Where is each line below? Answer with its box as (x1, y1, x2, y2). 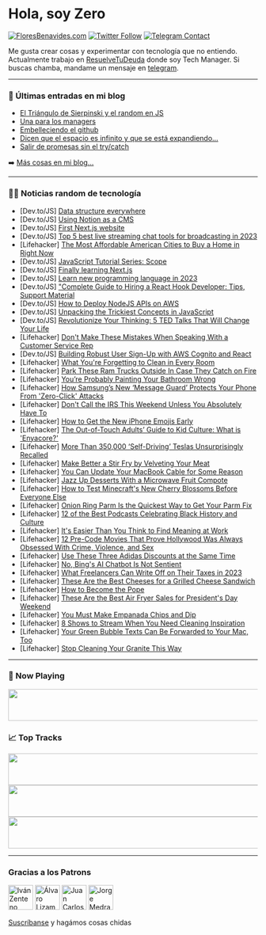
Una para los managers (19, 116, 97, 127)
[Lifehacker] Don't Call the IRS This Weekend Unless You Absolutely (19, 399, 242, 409)
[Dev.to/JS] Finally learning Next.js (19, 264, 133, 274)
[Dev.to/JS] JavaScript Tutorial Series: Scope (19, 257, 168, 266)
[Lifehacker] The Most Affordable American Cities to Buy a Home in (19, 239, 240, 249)
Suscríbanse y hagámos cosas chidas (8, 918, 132, 927)
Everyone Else (19, 492, 67, 501)
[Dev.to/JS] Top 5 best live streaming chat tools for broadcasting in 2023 (19, 231, 257, 241)
